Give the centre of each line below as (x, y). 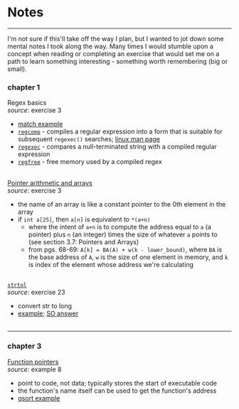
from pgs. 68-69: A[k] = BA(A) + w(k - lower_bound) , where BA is (125, 250)
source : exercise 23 (36, 293)
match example (40, 124)
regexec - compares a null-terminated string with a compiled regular (117, 147)
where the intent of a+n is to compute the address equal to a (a (120, 227)
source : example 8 (34, 369)
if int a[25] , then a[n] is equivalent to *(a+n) (84, 219)
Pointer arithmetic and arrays (50, 183)
